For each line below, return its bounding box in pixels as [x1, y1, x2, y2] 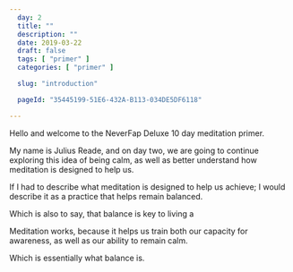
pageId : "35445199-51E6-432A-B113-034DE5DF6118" [17, 95, 203, 104]
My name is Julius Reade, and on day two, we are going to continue [9, 145, 260, 156]
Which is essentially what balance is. [9, 252, 145, 263]
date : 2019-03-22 [17, 38, 82, 47]
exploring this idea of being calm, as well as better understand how [9, 154, 257, 166]
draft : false [17, 47, 66, 55]
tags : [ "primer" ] [17, 55, 90, 64]
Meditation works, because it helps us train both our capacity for [9, 225, 248, 236]
